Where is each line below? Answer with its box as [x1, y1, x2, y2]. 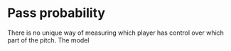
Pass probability [7, 5, 105, 21]
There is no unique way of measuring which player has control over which [7, 28, 224, 37]
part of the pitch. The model [7, 35, 90, 44]
